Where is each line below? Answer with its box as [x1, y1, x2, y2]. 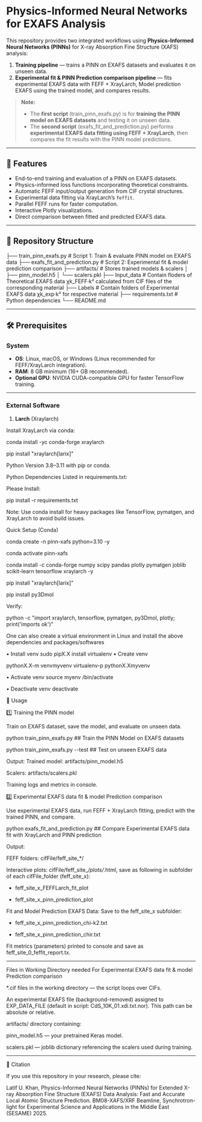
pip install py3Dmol [6, 591, 54, 598]
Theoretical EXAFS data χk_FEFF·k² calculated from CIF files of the [6, 278, 173, 285]
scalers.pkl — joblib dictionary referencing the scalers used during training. [6, 1043, 193, 1050]
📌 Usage [6, 697, 28, 704]
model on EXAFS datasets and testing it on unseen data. [29, 116, 171, 124]
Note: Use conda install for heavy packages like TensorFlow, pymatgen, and [6, 508, 194, 515]
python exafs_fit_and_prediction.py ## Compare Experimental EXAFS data [6, 825, 190, 832]
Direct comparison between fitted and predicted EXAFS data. [14, 213, 167, 220]
